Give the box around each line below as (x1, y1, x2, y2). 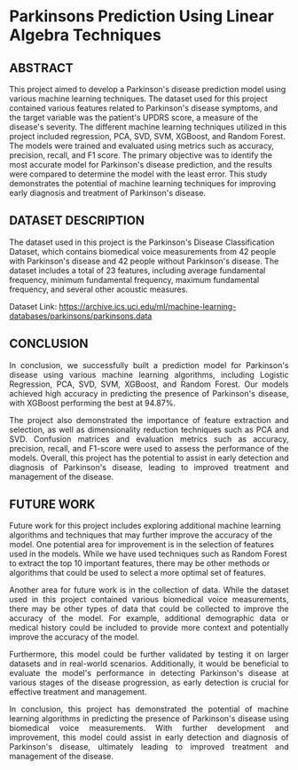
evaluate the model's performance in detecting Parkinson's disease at (9, 668, 289, 679)
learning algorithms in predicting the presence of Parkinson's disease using (9, 713, 289, 724)
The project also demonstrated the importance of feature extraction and (9, 414, 289, 425)
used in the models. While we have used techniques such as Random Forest (9, 548, 287, 560)
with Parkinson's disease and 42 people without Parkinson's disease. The (9, 255, 279, 266)
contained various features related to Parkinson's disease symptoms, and (9, 103, 278, 113)
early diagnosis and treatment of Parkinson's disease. (9, 188, 207, 198)
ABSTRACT (9, 60, 74, 75)
